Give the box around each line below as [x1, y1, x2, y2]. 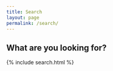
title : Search [6, 8, 43, 15]
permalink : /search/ [6, 20, 59, 26]
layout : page [6, 15, 40, 21]
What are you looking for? [6, 42, 107, 53]
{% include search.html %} [6, 59, 75, 66]
